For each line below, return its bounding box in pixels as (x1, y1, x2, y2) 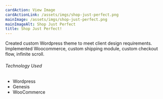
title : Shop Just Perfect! (5, 26, 62, 31)
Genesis (12, 84, 30, 90)
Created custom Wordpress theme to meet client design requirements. (5, 40, 152, 46)
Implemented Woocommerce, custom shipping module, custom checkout (5, 46, 158, 52)
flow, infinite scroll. (5, 51, 45, 57)
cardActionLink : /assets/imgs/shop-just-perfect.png (5, 12, 119, 17)
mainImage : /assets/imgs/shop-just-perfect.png (5, 17, 108, 22)
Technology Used (5, 62, 42, 69)
